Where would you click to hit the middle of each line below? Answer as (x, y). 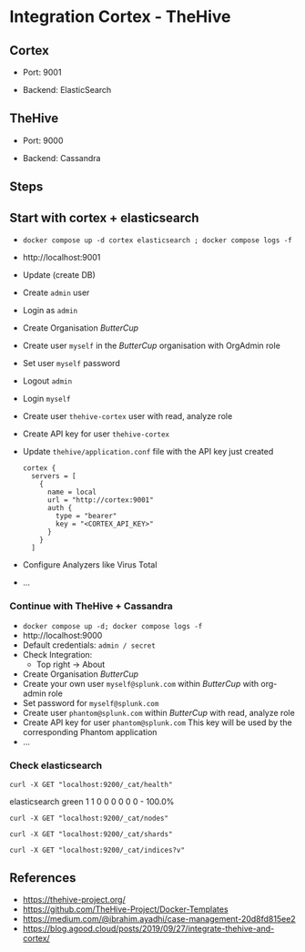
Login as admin (50, 311)
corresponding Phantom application (90, 732)
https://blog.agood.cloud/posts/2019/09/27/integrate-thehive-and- (148, 929)
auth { (60, 508)
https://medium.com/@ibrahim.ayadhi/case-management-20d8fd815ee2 (159, 919)
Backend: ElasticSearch (67, 90)
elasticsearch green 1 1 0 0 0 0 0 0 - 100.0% (92, 801)
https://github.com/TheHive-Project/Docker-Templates (126, 909)
